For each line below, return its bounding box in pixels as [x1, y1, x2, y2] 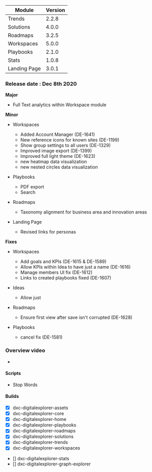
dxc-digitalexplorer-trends [12, 439, 68, 445]
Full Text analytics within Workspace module [12, 102, 107, 108]
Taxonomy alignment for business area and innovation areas [20, 209, 147, 215]
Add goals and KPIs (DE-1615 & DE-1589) [20, 258, 107, 265]
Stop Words [12, 382, 38, 388]
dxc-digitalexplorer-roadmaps [12, 428, 76, 434]
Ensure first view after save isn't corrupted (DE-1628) [20, 314, 133, 321]
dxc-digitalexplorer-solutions [12, 434, 74, 440]
